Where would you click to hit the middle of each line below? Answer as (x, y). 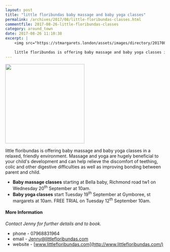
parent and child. (23, 172)
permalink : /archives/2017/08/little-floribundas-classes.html (73, 19)
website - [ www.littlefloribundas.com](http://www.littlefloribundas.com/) (88, 244)
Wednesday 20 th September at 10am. (52, 187)
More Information (24, 212)
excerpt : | (17, 39)
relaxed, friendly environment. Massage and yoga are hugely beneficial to (82, 156)
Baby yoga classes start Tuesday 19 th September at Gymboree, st (81, 194)
